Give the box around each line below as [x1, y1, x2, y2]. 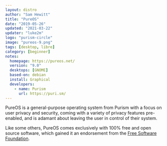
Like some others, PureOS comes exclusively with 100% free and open [5, 125, 151, 131]
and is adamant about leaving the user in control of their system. [24, 115, 157, 121]
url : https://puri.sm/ [18, 91, 66, 96]
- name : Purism [14, 86, 46, 91]
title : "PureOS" [5, 16, 39, 21]
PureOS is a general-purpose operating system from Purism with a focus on [5, 104, 162, 110]
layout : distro [5, 7, 37, 12]
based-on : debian [10, 72, 46, 77]
